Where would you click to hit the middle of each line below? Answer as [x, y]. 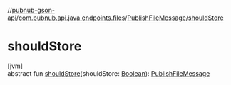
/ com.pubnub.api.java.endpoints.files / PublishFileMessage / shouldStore [120, 18]
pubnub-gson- [34, 10]
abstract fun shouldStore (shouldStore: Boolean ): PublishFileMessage [109, 73]
